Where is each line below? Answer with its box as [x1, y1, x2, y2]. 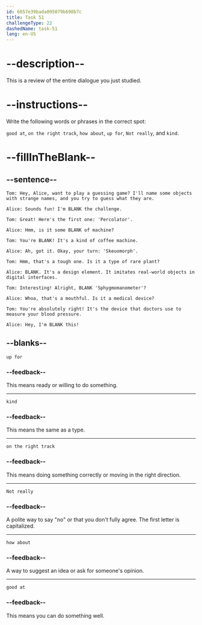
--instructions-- [6, 98, 88, 112]
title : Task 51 [6, 14, 44, 20]
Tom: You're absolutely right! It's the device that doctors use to [6, 306, 182, 312]
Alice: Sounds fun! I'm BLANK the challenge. [6, 206, 122, 212]
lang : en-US [6, 31, 36, 37]
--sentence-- [6, 174, 57, 184]
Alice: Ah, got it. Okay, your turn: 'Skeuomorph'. [6, 248, 138, 254]
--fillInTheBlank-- [6, 151, 96, 164]
